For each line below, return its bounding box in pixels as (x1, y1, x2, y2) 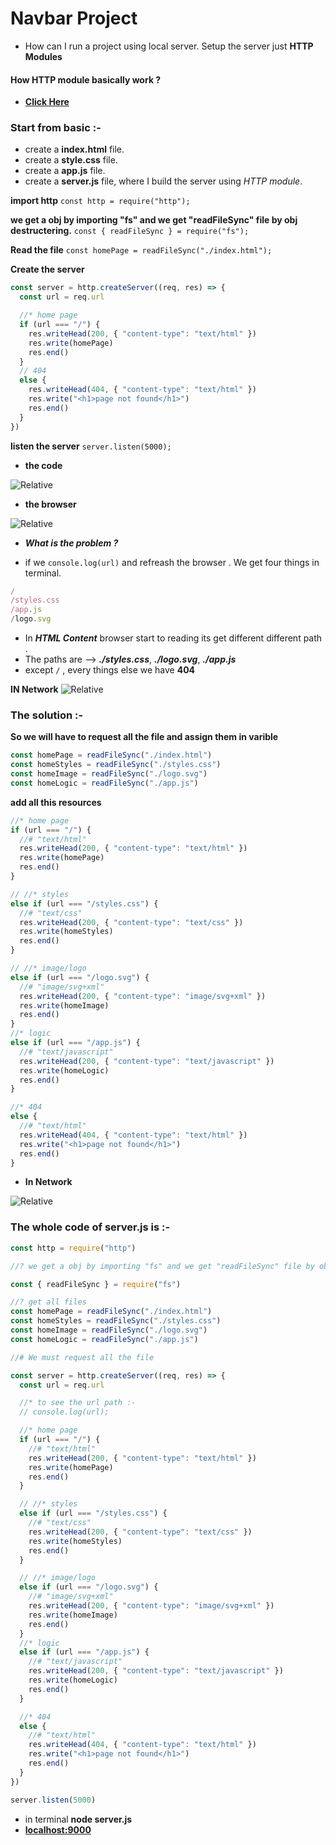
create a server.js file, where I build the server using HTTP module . (24, 175, 303, 187)
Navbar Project (10, 7, 138, 30)
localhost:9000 (24, 1823, 92, 1836)
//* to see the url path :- (19, 1398, 137, 1408)
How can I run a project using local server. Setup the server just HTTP (24, 40, 314, 52)
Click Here (24, 96, 70, 108)
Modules (24, 50, 63, 62)
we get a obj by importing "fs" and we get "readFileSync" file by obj (10, 214, 298, 226)
